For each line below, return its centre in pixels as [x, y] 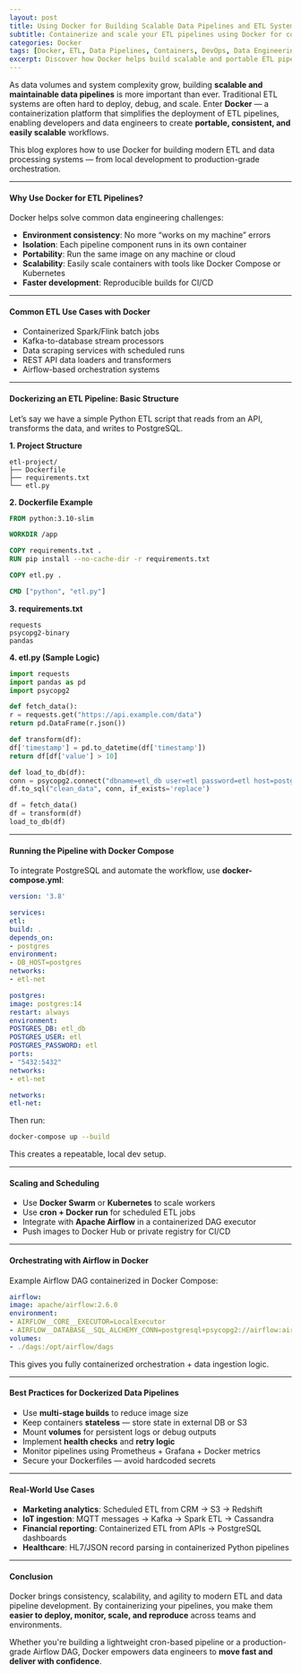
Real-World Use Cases [52, 1489]
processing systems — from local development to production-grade [134, 159]
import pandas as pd [48, 682]
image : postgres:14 [46, 1004]
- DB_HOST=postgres [46, 963]
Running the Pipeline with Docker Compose [92, 850]
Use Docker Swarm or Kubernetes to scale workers [119, 1203]
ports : [21, 1054]
